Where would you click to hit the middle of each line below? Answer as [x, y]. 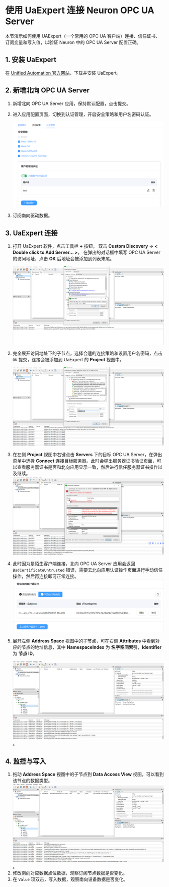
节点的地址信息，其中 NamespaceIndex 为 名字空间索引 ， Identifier [92, 647]
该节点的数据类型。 [32, 781]
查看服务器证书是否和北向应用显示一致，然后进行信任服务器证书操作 [88, 467]
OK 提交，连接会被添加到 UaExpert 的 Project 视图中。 [68, 360]
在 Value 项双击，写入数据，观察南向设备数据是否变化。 [70, 879]
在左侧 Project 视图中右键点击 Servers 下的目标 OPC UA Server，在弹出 [87, 454]
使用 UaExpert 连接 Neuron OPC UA [80, 10]
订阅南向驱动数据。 [32, 215]
